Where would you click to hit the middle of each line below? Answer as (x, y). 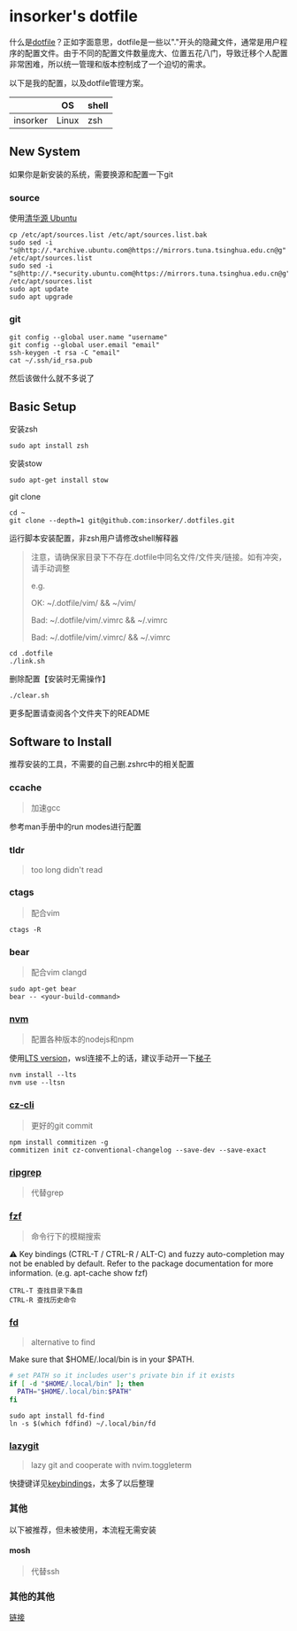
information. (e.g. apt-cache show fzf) (79, 1273)
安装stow (26, 463)
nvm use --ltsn (37, 1083)
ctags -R (25, 929)
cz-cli (22, 1105)
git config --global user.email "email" (85, 346)
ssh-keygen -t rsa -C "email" (65, 353)
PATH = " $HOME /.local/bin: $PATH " (75, 1392)
